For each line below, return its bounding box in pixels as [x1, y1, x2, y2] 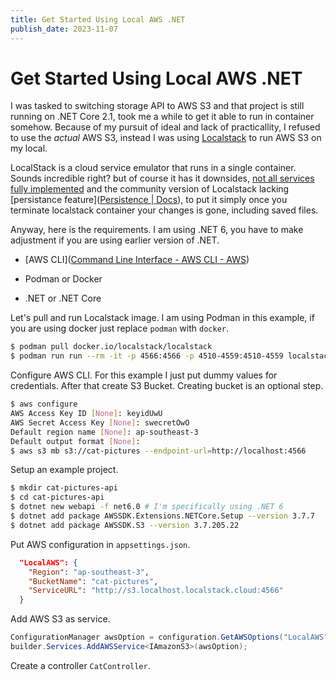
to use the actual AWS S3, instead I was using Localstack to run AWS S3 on [10, 132, 322, 144]
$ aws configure [10, 399, 78, 410]
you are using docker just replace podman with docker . [10, 322, 230, 335]
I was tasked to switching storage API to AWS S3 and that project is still [10, 100, 305, 112]
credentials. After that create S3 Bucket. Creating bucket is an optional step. [10, 380, 324, 392]
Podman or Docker [24, 273, 103, 285]
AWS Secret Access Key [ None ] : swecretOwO [10, 417, 190, 428]
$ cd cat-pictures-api [10, 492, 105, 503]
